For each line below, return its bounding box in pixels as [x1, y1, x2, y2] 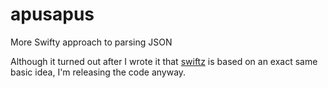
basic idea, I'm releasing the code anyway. [10, 66, 187, 78]
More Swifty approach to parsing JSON [10, 36, 173, 48]
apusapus [10, 3, 95, 26]
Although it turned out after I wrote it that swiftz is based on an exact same [10, 55, 318, 67]
